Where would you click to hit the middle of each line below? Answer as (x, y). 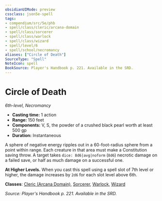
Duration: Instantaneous (37, 135)
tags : (10, 18)
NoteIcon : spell (21, 63)
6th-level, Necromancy (28, 105)
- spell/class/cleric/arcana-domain (42, 28)
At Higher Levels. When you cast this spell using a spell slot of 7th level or (79, 170)
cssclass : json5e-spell (29, 14)
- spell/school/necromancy (32, 50)
